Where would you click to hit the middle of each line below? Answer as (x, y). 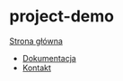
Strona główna (36, 41)
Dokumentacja (49, 58)
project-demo (62, 16)
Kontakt (37, 68)
